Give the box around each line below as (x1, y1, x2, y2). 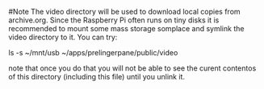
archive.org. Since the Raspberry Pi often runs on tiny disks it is (8, 15, 220, 25)
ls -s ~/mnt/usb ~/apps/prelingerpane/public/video (8, 48, 178, 57)
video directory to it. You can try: (8, 32, 118, 42)
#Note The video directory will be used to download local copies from (8, 7, 241, 16)
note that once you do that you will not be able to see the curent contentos (8, 63, 257, 73)
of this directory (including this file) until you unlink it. (8, 72, 186, 81)
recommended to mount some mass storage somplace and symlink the (8, 24, 245, 33)
